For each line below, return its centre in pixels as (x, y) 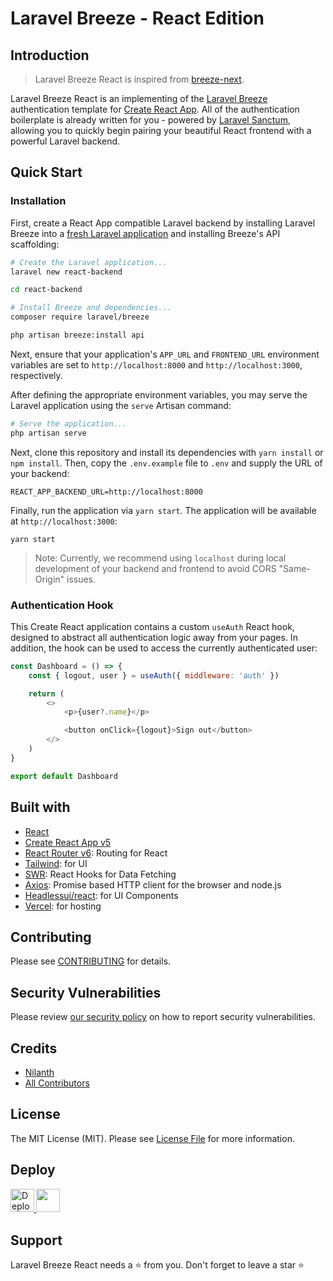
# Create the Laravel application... (89, 262)
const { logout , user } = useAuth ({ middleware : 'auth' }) (154, 675)
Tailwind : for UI (56, 863)
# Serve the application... (69, 423)
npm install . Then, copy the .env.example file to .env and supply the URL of (166, 463)
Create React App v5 (68, 842)
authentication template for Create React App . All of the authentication (155, 109)
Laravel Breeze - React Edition (137, 18)
